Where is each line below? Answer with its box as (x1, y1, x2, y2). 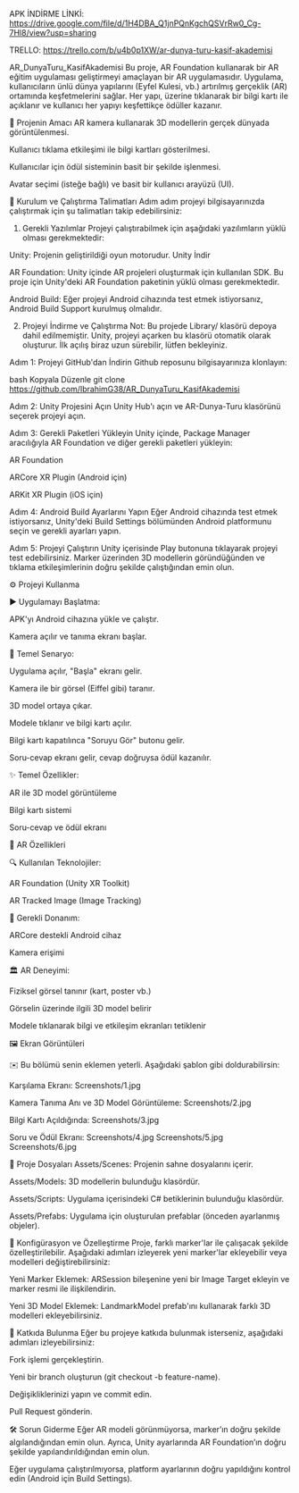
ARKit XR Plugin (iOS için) (9, 490, 104, 499)
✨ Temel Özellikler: (9, 769, 79, 780)
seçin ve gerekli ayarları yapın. (9, 525, 121, 536)
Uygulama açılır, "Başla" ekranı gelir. (9, 666, 143, 676)
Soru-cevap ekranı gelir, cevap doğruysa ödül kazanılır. (9, 752, 212, 763)
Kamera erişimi (9, 947, 65, 958)
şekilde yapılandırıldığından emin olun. (9, 1447, 150, 1456)
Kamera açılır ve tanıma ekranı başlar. (9, 631, 147, 642)
